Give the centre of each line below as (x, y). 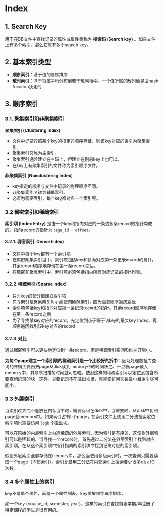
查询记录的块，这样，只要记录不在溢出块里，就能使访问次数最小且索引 (79, 379)
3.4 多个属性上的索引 (30, 482)
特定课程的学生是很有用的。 (33, 510)
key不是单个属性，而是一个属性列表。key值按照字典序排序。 (65, 493)
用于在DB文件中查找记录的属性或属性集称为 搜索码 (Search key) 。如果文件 (80, 39)
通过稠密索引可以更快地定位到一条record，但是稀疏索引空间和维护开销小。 (80, 350)
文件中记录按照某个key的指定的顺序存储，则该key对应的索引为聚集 (79, 141)
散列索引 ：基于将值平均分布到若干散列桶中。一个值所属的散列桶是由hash (85, 81)
